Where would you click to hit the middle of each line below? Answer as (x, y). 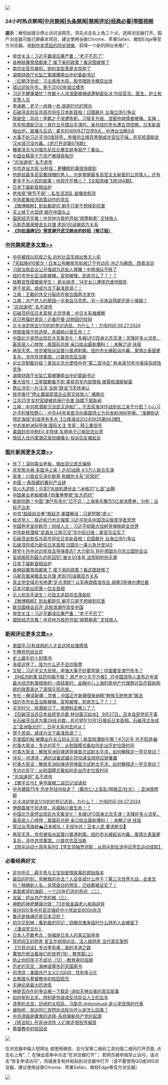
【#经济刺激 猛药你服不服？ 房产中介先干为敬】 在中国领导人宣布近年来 (85, 677)
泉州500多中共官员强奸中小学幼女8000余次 (57, 910)
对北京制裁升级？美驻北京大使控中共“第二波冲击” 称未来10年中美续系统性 (87, 363)
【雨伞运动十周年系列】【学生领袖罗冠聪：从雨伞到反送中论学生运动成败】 (87, 847)
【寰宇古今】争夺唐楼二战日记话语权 (49, 783)
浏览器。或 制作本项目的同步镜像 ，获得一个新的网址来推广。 (70, 45)
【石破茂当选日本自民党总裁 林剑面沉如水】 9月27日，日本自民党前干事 (85, 714)
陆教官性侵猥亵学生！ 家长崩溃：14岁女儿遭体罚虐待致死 (70, 281)
